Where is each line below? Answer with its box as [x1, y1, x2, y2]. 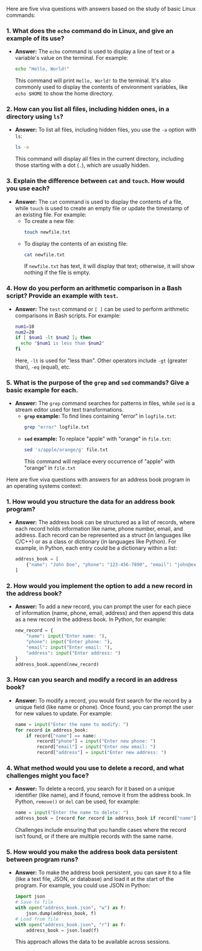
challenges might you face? [6, 771, 89, 779]
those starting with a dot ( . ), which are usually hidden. [14, 161, 151, 169]
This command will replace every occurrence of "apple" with [24, 458, 175, 465]
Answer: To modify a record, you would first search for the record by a [14, 696, 192, 704]
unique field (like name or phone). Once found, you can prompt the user [14, 703, 194, 710]
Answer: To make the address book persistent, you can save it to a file [14, 869, 191, 876]
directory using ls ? [6, 112, 63, 121]
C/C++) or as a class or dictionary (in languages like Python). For [14, 538, 177, 545]
